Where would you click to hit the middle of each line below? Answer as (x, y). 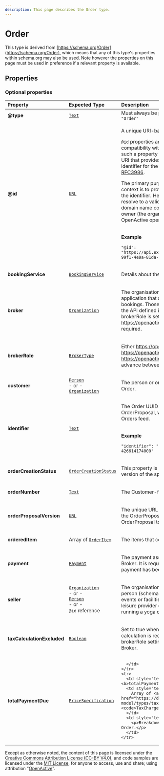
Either (128, 347)
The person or (137, 383)
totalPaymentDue (28, 701)
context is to (135, 190)
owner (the (134, 214)
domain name (137, 208)
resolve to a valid (141, 202)
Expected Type (87, 105)
